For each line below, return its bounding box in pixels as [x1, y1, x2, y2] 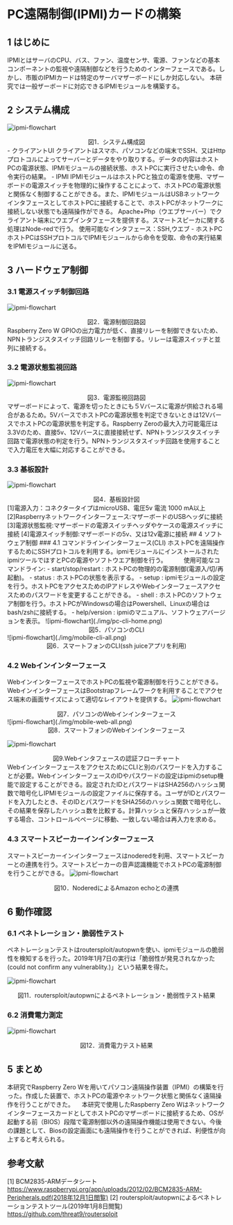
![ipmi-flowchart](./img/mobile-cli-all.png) [7, 634, 127, 642]
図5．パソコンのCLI [88, 625, 145, 634]
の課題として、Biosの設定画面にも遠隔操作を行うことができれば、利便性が [7, 1126, 220, 1135]
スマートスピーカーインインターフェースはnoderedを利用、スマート [7, 851, 200, 860]
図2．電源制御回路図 [87, 317, 146, 326]
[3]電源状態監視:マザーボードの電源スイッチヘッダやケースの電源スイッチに [7, 521, 224, 529]
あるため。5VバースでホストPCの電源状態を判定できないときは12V [19, 410, 210, 419]
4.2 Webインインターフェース [7, 661, 107, 671]
